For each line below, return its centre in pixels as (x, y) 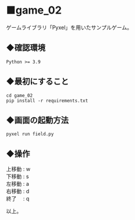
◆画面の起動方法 (37, 120)
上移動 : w (18, 169)
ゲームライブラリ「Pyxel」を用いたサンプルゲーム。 (69, 27)
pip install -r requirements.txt (47, 101)
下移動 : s (18, 177)
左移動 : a (18, 184)
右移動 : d (18, 191)
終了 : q (18, 199)
